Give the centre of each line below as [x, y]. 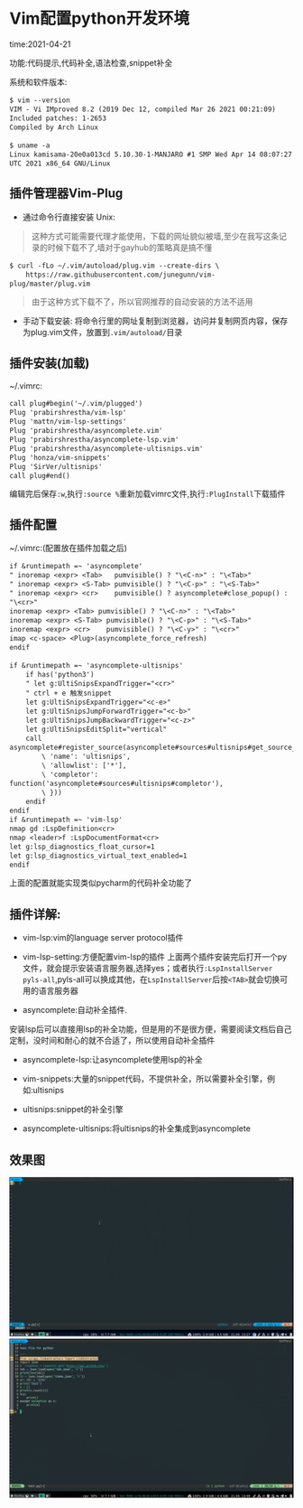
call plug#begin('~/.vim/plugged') [76, 403]
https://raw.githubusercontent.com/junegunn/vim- [121, 275]
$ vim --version [40, 100]
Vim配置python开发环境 [99, 19]
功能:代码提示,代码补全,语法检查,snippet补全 [91, 62]
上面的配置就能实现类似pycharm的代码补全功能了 [101, 883]
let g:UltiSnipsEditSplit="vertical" [96, 730]
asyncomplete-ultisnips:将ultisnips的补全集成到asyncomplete [136, 1129]
